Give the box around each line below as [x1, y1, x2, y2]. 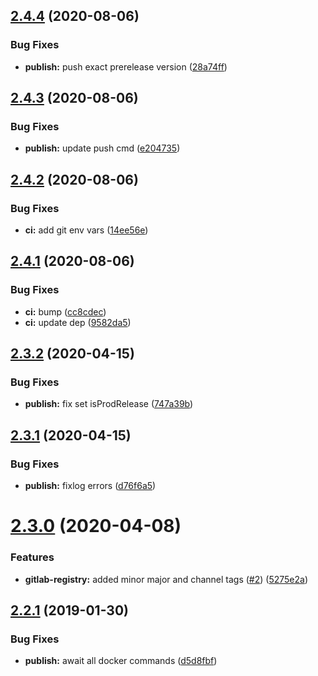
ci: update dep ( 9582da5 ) [24, 316, 132, 328]
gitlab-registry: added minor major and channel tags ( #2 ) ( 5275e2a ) [24, 573, 309, 585]
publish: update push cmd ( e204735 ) [24, 142, 181, 154]
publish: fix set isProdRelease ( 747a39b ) [24, 398, 194, 410]
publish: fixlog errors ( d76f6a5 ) [24, 480, 157, 492]
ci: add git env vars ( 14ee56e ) [24, 224, 149, 236]
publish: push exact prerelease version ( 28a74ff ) [24, 60, 228, 73]
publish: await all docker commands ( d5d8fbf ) [24, 655, 218, 667]
